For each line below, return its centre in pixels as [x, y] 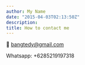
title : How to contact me [38, 28]
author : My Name [26, 11]
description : [22, 22]
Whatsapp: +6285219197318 [40, 56]
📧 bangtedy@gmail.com [35, 45]
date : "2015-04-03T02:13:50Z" [43, 17]
